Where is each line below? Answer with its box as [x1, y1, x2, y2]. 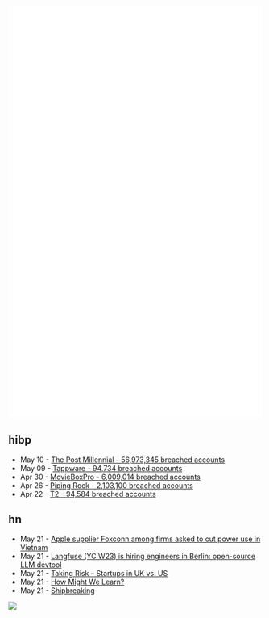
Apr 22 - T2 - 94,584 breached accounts [19, 489, 156, 498]
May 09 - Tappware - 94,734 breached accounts [19, 463, 183, 473]
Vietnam [19, 542, 48, 552]
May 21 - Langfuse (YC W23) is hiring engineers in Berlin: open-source [19, 551, 256, 561]
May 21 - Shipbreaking [19, 585, 95, 595]
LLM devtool [19, 560, 62, 570]
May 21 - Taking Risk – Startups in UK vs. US [19, 568, 168, 578]
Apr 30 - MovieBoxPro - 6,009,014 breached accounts [19, 472, 201, 481]
